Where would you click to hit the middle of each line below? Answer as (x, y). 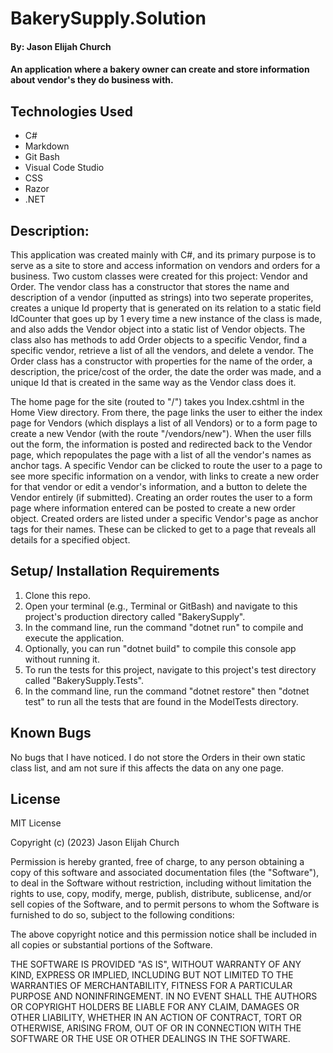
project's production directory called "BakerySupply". (135, 616)
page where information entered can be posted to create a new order (153, 508)
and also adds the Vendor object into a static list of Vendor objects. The (158, 329)
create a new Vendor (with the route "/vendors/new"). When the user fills (161, 433)
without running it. (62, 659)
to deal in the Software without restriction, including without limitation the (161, 883)
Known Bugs (51, 733)
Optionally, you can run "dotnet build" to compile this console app (160, 648)
